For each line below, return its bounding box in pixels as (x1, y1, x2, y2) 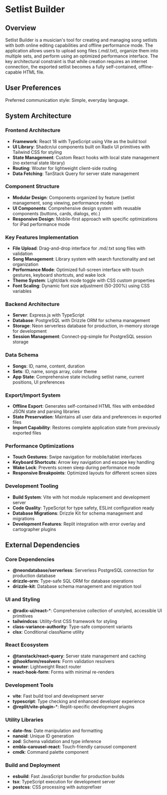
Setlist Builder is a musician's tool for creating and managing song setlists (5, 37, 157, 43)
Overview (5, 24, 37, 32)
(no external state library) (12, 160, 65, 166)
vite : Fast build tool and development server (12, 693, 104, 699)
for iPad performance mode (12, 221, 70, 227)
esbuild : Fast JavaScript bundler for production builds (12, 773, 124, 779)
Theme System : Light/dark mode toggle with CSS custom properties (12, 277, 155, 283)
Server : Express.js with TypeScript (12, 312, 85, 318)
